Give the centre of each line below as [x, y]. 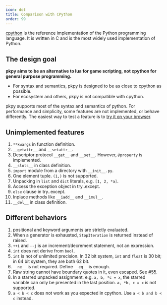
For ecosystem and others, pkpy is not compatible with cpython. [78, 97]
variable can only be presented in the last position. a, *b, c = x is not [84, 282]
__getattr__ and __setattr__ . [43, 150]
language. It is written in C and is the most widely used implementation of [81, 38]
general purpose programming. [39, 76]
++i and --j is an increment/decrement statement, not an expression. [83, 245]
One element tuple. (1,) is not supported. [55, 176]
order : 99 [16, 19]
